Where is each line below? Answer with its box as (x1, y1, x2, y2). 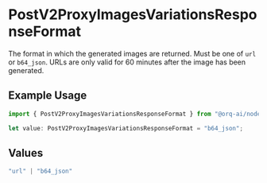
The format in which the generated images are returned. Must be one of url (8, 49, 257, 58)
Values (8, 146, 44, 160)
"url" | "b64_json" (8, 167, 73, 176)
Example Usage (8, 89, 87, 103)
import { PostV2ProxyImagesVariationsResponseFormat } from (8, 110, 212, 118)
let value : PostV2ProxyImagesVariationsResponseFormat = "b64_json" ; (8, 124, 244, 132)
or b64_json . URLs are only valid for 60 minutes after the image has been (8, 57, 246, 67)
